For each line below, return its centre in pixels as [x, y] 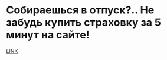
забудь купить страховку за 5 [83, 22]
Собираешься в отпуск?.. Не [80, 10]
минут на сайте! [48, 35]
